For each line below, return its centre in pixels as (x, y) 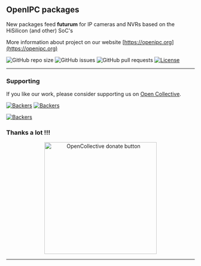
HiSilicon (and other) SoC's (40, 30)
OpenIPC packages (43, 10)
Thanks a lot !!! (28, 132)
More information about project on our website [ (65, 42)
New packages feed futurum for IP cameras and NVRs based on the (91, 24)
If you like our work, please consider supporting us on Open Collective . (94, 94)
